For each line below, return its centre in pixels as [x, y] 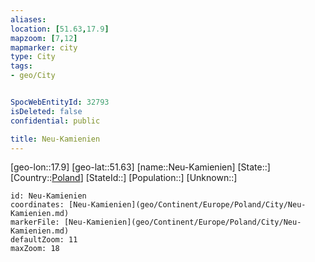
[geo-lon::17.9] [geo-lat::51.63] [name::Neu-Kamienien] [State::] [140, 167]
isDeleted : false [46, 111]
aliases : [28, 19]
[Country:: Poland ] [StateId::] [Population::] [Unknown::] [124, 178]
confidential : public [55, 121]
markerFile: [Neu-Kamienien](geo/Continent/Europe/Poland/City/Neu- [156, 222]
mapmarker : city [44, 47]
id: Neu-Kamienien [48, 196]
